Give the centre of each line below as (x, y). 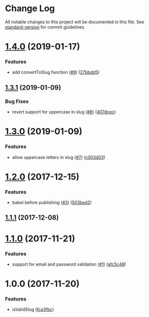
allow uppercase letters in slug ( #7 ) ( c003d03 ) (58, 157)
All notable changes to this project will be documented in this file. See (75, 22)
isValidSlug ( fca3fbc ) (33, 309)
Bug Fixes (17, 101)
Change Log (30, 8)
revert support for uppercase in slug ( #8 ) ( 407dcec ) (64, 112)
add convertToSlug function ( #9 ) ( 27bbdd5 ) (56, 72)
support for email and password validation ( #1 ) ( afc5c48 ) (69, 264)
